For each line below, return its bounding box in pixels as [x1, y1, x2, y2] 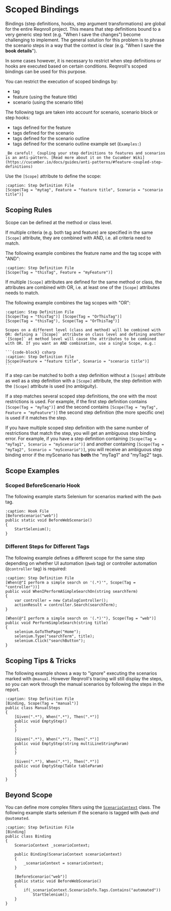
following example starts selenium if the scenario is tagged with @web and [5, 810, 159, 816]
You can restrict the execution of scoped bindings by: [5, 78, 118, 84]
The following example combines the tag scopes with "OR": [5, 299, 131, 305]
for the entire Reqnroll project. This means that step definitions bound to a [5, 26, 161, 32]
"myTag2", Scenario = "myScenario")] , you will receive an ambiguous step [5, 446, 162, 452]
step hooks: [5, 114, 30, 121]
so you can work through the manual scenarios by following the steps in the [5, 681, 165, 687]
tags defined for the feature [12, 124, 71, 130]
